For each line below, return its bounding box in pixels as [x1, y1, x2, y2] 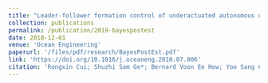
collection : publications [8, 19, 94, 27]
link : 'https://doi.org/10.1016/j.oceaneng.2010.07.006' [8, 56, 202, 64]
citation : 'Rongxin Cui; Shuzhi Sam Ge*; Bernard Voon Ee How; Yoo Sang [8, 63, 255, 71]
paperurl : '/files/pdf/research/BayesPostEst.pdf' [8, 48, 180, 56]
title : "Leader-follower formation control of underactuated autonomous [8, 11, 255, 20]
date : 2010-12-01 [8, 33, 66, 42]
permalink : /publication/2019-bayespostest [8, 26, 156, 34]
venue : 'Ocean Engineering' [8, 41, 102, 49]
